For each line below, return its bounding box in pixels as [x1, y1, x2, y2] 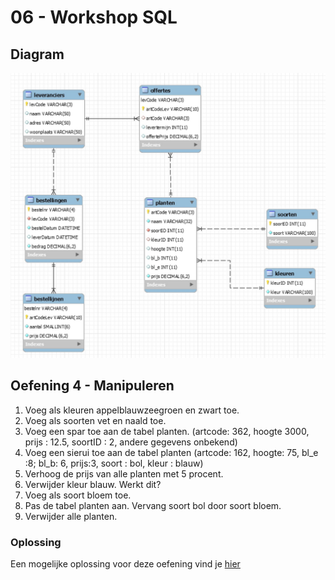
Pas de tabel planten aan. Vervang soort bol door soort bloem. [24, 499, 282, 511]
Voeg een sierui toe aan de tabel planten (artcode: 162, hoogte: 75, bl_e [24, 446, 319, 458]
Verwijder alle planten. [24, 510, 118, 522]
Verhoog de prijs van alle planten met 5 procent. [24, 467, 224, 480]
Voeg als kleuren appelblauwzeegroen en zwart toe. [24, 404, 240, 416]
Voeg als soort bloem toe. [24, 489, 132, 501]
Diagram [10, 46, 65, 63]
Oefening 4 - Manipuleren [10, 377, 175, 395]
